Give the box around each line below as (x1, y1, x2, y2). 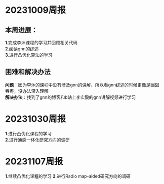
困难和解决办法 (5, 68, 51, 76)
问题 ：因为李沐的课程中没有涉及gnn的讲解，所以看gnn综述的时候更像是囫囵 (5, 82, 160, 88)
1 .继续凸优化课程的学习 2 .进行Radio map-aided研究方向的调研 (5, 173, 131, 179)
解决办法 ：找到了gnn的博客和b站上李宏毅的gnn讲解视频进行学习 (5, 94, 136, 100)
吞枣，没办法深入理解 (5, 88, 48, 94)
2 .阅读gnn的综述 (5, 46, 39, 52)
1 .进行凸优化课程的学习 (5, 130, 52, 136)
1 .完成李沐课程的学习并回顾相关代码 (5, 40, 78, 45)
